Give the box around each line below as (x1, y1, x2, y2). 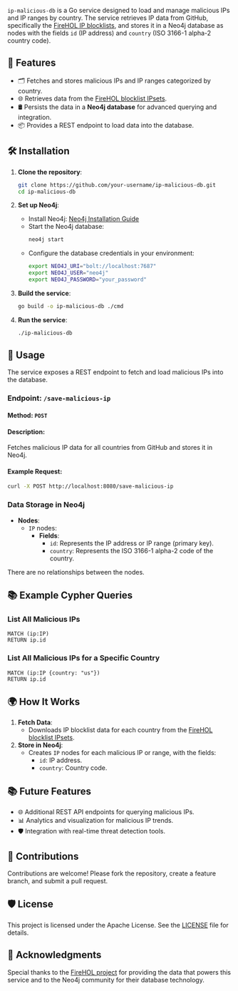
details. (7, 928, 29, 937)
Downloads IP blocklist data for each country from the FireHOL (28, 726, 213, 734)
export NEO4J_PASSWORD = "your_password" (28, 276, 148, 283)
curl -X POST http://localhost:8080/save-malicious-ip (7, 483, 174, 491)
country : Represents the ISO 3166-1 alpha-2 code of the (49, 546, 214, 555)
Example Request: (7, 467, 63, 476)
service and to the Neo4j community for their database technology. (7, 975, 205, 984)
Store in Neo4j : (17, 741, 63, 749)
